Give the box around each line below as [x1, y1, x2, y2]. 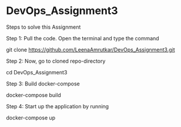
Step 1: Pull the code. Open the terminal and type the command [6, 35, 160, 42]
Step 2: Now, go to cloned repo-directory [6, 57, 106, 64]
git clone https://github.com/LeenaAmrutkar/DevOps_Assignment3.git [6, 46, 175, 53]
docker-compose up [6, 114, 56, 121]
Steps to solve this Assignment [6, 23, 81, 30]
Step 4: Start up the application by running [6, 102, 109, 109]
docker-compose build [6, 91, 61, 98]
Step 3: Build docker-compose [6, 80, 81, 87]
